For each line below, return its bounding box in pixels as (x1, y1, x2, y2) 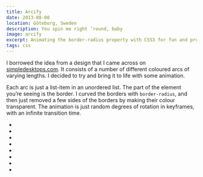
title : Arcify (6, 8, 42, 15)
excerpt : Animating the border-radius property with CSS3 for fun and (6, 37, 188, 43)
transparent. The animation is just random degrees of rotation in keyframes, (6, 103, 195, 110)
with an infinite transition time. (6, 109, 82, 117)
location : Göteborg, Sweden (6, 20, 77, 26)
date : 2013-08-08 (6, 14, 50, 21)
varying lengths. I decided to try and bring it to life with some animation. (6, 72, 185, 79)
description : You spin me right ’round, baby (6, 25, 123, 32)
